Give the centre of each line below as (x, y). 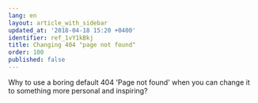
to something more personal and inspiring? (78, 90)
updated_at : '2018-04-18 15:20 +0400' (72, 30)
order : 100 (26, 52)
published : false (37, 60)
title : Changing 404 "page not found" (72, 45)
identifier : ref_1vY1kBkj (51, 38)
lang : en (23, 15)
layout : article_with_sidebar (58, 23)
